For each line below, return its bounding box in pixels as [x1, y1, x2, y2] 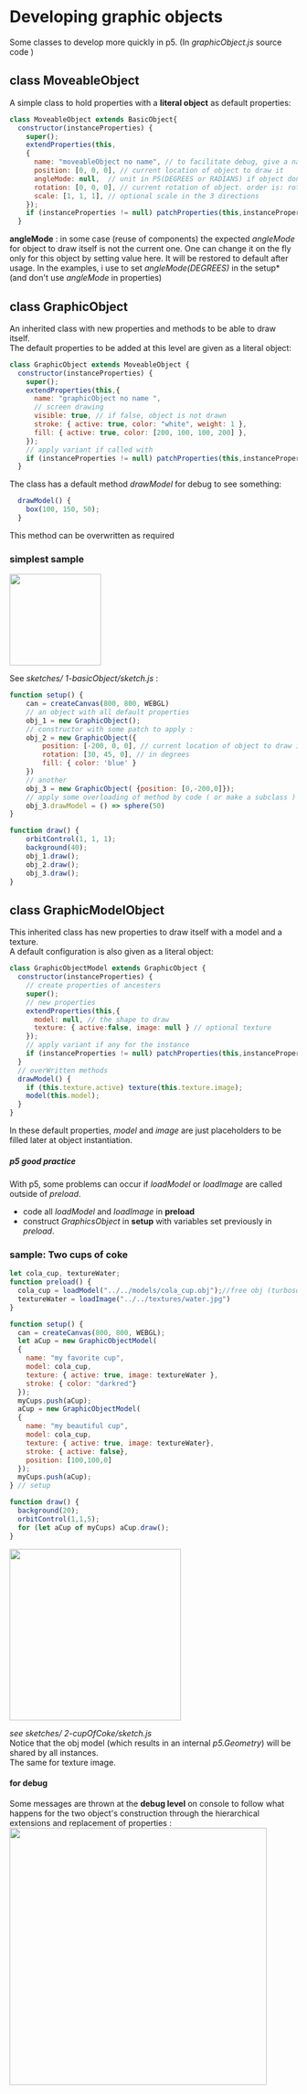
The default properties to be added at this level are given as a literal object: [9, 342, 292, 353]
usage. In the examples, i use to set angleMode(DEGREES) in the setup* [9, 262, 281, 273]
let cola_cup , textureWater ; [9, 1269, 121, 1278]
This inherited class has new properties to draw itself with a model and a [9, 926, 283, 938]
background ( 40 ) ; [26, 843, 89, 852]
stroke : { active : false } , [26, 1447, 129, 1456]
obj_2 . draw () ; [26, 860, 79, 870]
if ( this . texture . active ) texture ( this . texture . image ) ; [26, 1083, 244, 1092]
